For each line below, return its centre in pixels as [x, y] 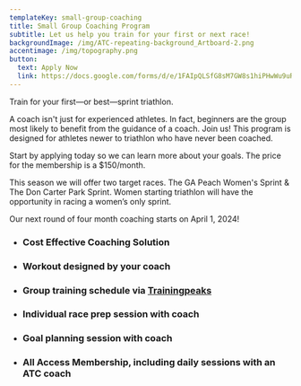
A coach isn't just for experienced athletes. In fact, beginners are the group [148, 118]
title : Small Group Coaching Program [80, 26]
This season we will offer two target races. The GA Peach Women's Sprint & [149, 182]
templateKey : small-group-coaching [76, 18]
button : [24, 59]
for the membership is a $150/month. [77, 165]
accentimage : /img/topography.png [74, 51]
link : [28, 76]
